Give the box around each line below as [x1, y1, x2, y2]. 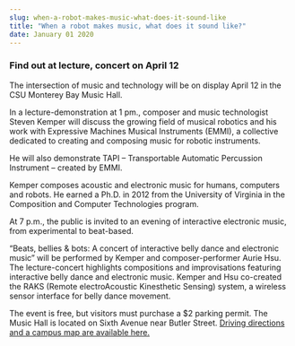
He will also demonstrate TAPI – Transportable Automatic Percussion [9, 152, 263, 163]
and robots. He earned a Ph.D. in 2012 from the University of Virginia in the [9, 189, 285, 200]
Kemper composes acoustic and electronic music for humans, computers [9, 179, 281, 190]
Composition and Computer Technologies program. [9, 198, 199, 209]
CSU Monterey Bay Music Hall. [9, 89, 123, 99]
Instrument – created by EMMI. [9, 162, 123, 173]
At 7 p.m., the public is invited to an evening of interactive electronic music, [9, 216, 287, 227]
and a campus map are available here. [9, 326, 151, 337]
